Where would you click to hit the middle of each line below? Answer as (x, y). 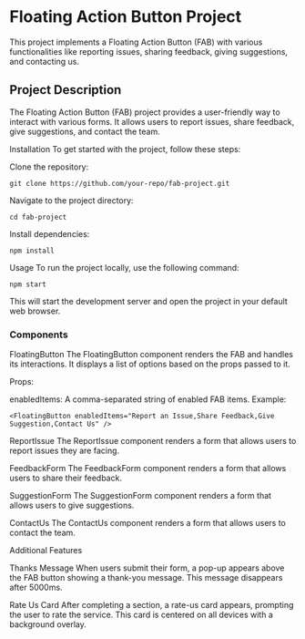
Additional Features (46, 551)
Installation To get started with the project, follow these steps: (125, 149)
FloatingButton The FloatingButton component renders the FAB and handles (152, 355)
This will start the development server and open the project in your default (149, 301)
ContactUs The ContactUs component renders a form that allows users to (148, 523)
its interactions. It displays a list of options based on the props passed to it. (150, 364)
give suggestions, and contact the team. (85, 131)
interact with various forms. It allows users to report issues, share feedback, (152, 121)
